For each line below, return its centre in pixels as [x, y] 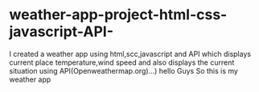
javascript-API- [62, 32]
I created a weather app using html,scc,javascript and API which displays [130, 54]
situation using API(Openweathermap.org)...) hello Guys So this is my [123, 70]
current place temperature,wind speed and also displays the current [122, 62]
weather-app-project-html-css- [118, 15]
